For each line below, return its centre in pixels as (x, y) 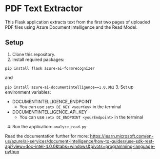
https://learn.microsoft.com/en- (122, 136)
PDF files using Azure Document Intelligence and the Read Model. (71, 27)
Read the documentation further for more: (47, 136)
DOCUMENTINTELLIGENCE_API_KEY (50, 112)
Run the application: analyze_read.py (49, 126)
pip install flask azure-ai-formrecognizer (50, 68)
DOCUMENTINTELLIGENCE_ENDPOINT (52, 101)
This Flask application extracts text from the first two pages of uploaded (78, 22)
